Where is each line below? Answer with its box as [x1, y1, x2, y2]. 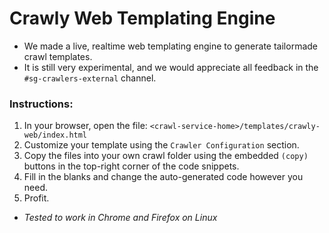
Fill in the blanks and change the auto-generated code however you [23, 171, 304, 183]
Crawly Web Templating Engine [9, 7, 276, 30]
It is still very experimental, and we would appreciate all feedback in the [23, 61, 319, 73]
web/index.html [23, 130, 88, 141]
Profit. [23, 192, 50, 204]
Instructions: [9, 97, 74, 111]
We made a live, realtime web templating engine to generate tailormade [23, 40, 318, 52]
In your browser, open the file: [23, 120, 148, 132]
